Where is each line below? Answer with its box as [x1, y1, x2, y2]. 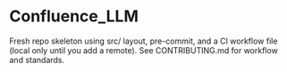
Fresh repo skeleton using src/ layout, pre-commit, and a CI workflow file [9, 36, 278, 46]
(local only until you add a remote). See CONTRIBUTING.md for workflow [9, 44, 279, 55]
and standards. [9, 54, 65, 65]
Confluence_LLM [9, 6, 139, 27]
